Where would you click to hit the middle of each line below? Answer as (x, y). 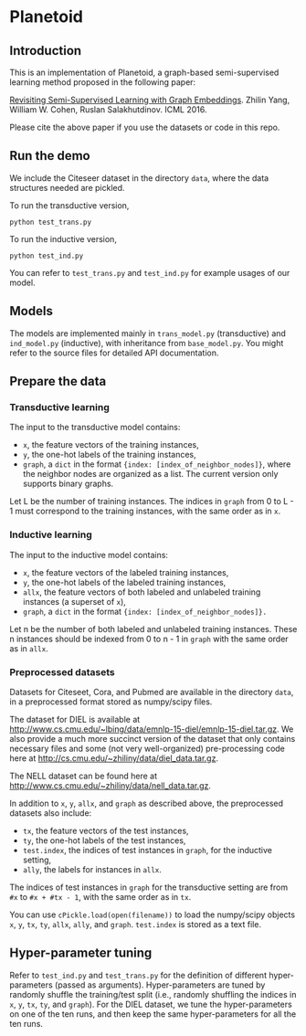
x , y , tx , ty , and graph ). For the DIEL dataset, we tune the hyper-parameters (151, 1004)
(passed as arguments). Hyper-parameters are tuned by (160, 985)
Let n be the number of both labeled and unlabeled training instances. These (153, 629)
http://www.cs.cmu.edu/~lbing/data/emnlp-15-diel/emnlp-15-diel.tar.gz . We (152, 729)
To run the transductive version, (69, 205)
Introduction (46, 51)
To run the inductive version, (63, 238)
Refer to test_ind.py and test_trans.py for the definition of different (138, 975)
